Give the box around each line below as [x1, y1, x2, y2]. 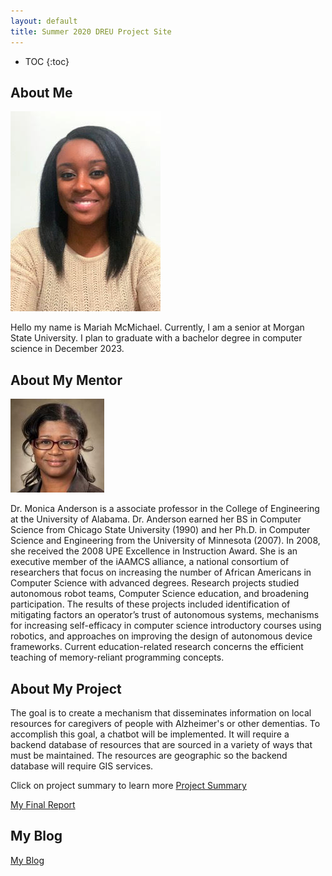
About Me [10, 84, 73, 101]
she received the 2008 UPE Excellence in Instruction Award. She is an [10, 545, 298, 557]
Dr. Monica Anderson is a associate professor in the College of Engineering [10, 503, 320, 515]
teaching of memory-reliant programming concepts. [10, 651, 225, 664]
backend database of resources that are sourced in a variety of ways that [10, 738, 313, 750]
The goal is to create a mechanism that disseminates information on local [10, 706, 312, 719]
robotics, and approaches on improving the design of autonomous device [10, 630, 313, 642]
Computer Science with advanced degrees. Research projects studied [10, 577, 300, 589]
